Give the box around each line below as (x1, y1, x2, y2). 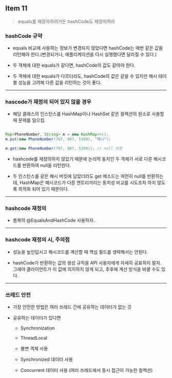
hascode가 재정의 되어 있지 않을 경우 (5, 98, 92, 105)
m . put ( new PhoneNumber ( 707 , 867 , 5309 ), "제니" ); (5, 137, 111, 142)
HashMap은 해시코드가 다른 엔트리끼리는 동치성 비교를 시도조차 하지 (19, 180, 156, 186)
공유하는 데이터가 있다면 (12, 315, 61, 321)
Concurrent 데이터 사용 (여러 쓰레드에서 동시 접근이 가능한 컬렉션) (20, 367, 153, 373)
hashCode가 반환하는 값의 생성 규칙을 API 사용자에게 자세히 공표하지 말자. (12, 259, 162, 265)
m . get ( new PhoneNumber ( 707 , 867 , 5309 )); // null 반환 (5, 146, 123, 151)
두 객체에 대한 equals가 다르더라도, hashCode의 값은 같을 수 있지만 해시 (12, 73, 158, 79)
